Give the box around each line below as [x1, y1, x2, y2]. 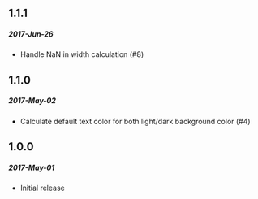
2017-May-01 [8, 162, 55, 172]
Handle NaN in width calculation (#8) [19, 50, 144, 59]
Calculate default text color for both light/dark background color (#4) [19, 116, 251, 126]
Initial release [19, 183, 65, 193]
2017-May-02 [8, 96, 57, 106]
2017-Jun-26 [8, 28, 54, 39]
